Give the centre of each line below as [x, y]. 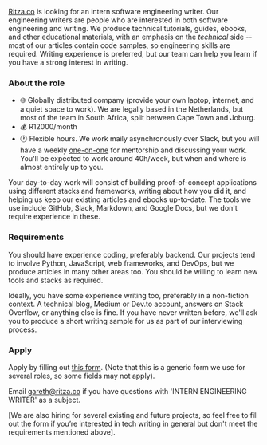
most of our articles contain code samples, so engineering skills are [119, 45]
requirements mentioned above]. [62, 432]
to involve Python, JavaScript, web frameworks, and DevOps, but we [121, 263]
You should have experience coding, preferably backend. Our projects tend [132, 254]
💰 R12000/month [48, 127]
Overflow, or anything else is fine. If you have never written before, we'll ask [133, 312]
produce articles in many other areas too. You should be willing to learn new [133, 271]
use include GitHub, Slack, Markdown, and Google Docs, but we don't [123, 208]
